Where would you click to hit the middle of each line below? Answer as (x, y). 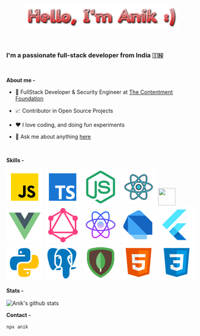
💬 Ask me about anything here (53, 137)
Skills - (15, 160)
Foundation (29, 98)
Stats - (15, 291)
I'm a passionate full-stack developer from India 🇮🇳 (85, 55)
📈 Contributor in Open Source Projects (64, 111)
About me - (21, 80)
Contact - (19, 315)
